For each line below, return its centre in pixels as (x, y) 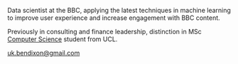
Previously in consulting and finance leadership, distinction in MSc (105, 32)
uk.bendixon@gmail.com (44, 53)
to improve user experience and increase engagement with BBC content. (114, 18)
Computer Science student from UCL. (63, 39)
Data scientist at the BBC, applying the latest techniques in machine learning (119, 10)
